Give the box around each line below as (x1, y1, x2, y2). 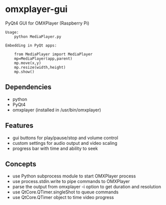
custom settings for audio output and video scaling (12, 140, 117, 146)
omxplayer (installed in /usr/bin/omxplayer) (12, 107, 101, 113)
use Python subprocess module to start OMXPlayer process (12, 173, 136, 179)
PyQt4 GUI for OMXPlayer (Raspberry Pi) (5, 20, 89, 26)
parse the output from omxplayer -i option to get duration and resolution (12, 184, 161, 190)
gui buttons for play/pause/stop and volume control (12, 134, 118, 141)
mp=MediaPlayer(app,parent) (14, 56, 72, 61)
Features (5, 121, 33, 130)
